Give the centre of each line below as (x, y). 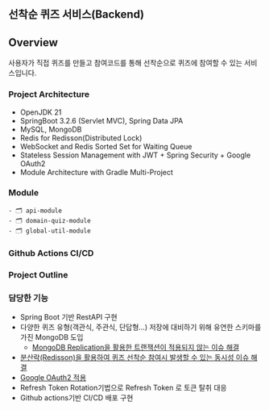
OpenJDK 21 (41, 112)
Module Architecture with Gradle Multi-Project (96, 172)
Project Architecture (49, 94)
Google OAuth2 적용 (53, 377)
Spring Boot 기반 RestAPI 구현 (69, 316)
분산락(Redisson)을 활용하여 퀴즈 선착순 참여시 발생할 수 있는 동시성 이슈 (134, 357)
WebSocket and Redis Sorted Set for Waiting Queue (106, 146)
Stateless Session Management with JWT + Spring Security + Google (135, 155)
